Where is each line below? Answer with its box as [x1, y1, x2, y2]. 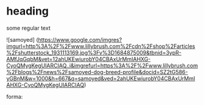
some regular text [6, 24, 51, 32]
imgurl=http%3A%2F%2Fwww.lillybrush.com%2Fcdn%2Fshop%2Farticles [6, 42, 195, 50]
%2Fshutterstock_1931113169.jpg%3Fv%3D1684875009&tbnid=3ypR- [6, 49, 181, 56]
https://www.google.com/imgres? [38, 36, 122, 43]
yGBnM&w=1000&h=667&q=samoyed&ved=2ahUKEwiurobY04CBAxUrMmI [6, 75, 195, 82]
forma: [6, 93, 23, 100]
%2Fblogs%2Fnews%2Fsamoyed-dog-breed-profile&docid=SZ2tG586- [6, 68, 188, 75]
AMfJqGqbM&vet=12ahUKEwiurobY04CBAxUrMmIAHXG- [6, 55, 151, 63]
